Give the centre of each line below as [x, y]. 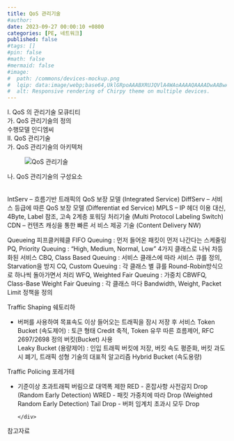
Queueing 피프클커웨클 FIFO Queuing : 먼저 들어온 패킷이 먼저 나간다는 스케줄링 [117, 240]
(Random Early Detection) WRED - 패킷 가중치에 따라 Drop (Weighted [115, 395]
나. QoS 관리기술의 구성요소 [45, 177]
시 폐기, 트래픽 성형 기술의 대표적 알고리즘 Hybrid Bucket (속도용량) [109, 357]
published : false [32, 40]
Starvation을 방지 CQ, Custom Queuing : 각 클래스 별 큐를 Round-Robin [107, 266]
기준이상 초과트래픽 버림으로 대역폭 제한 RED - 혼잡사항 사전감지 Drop [112, 387]
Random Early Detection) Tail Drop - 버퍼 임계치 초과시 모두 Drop [108, 404]
